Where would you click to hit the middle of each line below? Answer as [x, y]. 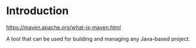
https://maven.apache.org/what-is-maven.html [63, 27]
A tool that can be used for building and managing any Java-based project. [98, 39]
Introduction [38, 11]
